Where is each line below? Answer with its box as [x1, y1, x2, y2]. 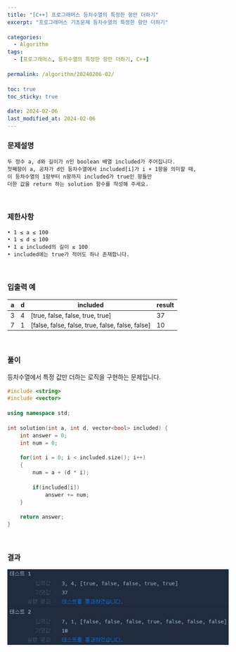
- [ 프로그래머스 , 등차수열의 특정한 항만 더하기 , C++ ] [13, 56, 150, 63]
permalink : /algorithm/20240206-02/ [7, 70, 114, 77]
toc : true [7, 85, 37, 93]
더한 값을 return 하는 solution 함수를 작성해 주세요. [7, 181, 149, 188]
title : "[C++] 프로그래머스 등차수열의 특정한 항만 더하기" [7, 11, 159, 18]
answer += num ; [44, 491, 90, 499]
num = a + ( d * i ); [32, 469, 90, 476]
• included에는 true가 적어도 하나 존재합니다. [7, 251, 130, 258]
